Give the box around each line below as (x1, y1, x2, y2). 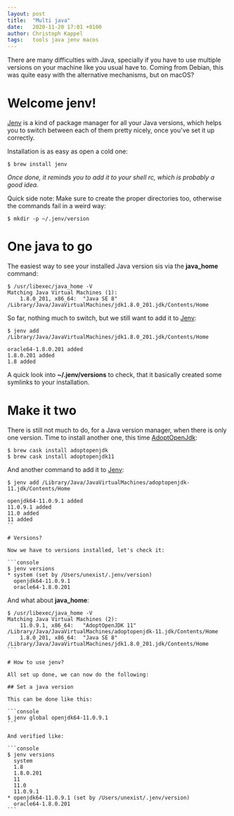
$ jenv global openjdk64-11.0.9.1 (7, 714, 109, 721)
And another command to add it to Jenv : (7, 465, 124, 473)
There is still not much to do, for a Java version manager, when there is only (7, 426, 227, 434)
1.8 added (7, 358, 37, 365)
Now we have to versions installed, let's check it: (7, 547, 165, 554)
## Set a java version (7, 683, 74, 690)
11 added (7, 516, 33, 523)
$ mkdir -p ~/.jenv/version (7, 215, 90, 222)
